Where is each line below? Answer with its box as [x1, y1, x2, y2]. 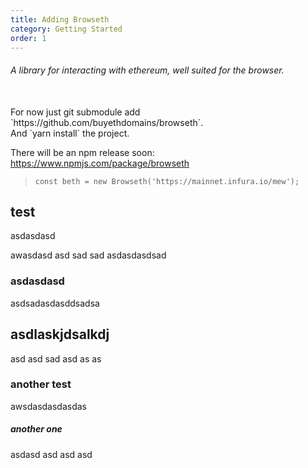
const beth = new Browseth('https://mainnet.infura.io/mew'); [34, 176, 300, 186]
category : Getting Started [10, 24, 123, 34]
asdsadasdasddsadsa [10, 297, 100, 309]
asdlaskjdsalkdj [10, 326, 110, 343]
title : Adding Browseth [10, 14, 110, 25]
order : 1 [10, 33, 47, 43]
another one [10, 423, 63, 435]
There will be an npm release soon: [10, 146, 155, 158]
